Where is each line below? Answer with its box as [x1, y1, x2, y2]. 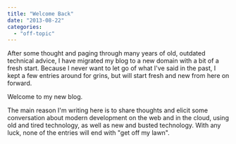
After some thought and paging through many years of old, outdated [7, 49, 206, 58]
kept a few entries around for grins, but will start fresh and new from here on [7, 72, 230, 80]
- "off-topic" [13, 30, 55, 37]
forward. [7, 79, 32, 88]
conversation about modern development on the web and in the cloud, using [7, 114, 229, 122]
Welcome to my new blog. [7, 93, 83, 101]
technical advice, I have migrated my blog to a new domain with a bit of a [7, 57, 220, 65]
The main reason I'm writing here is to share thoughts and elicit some [7, 106, 209, 114]
